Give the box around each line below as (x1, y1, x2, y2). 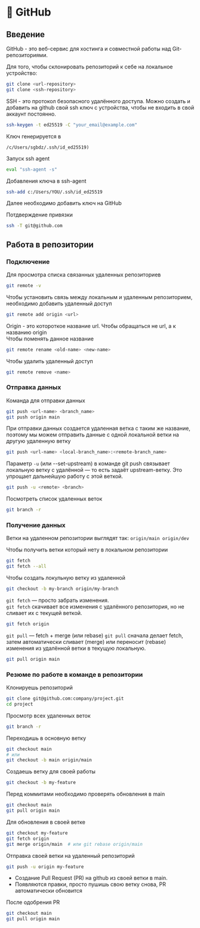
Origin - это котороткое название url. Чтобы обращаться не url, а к (6, 322, 176, 329)
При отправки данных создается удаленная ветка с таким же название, (6, 425, 191, 432)
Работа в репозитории (6, 239, 94, 249)
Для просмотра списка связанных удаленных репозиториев (6, 271, 161, 278)
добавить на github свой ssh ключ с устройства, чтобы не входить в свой (6, 104, 195, 111)
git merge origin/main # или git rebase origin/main (6, 841, 143, 847)
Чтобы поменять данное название (6, 335, 94, 342)
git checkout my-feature (6, 830, 68, 836)
